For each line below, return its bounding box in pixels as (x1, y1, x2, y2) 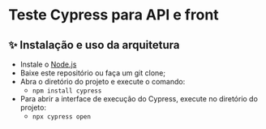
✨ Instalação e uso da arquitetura (8, 38, 180, 52)
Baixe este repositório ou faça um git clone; (19, 68, 166, 78)
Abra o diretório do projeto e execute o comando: (19, 77, 186, 86)
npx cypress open (32, 113, 92, 121)
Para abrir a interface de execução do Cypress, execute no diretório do (19, 94, 258, 103)
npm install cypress (32, 87, 102, 95)
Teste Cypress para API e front (8, 6, 219, 24)
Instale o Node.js (19, 59, 77, 69)
